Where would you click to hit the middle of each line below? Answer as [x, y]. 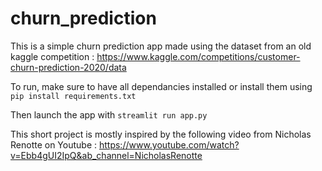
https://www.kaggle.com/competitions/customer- [198, 56]
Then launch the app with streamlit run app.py [109, 114]
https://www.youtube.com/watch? [169, 144]
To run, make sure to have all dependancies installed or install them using [161, 86]
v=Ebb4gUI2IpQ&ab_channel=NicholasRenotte [106, 155]
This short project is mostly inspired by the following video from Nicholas [161, 134]
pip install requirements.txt [73, 96]
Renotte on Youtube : [54, 144]
